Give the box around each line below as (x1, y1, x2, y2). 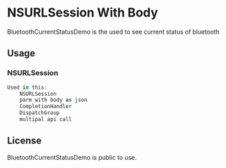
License (7, 135, 42, 147)
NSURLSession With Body (7, 5, 159, 21)
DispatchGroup (19, 109, 60, 116)
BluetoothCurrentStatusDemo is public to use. (7, 153, 137, 161)
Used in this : (7, 84, 48, 91)
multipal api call (19, 116, 72, 123)
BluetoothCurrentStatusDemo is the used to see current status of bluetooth (7, 28, 220, 36)
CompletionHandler (19, 103, 72, 110)
